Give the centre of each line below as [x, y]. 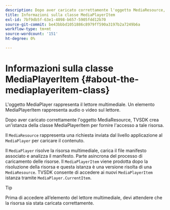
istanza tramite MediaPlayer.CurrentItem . [48, 178]
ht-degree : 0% [20, 39]
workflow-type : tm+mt [28, 29]
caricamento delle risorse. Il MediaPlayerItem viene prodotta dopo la [77, 161]
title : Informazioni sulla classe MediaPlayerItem [60, 15]
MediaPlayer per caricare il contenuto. [45, 140]
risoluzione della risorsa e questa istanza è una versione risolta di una [79, 166]
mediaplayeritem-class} [58, 90]
